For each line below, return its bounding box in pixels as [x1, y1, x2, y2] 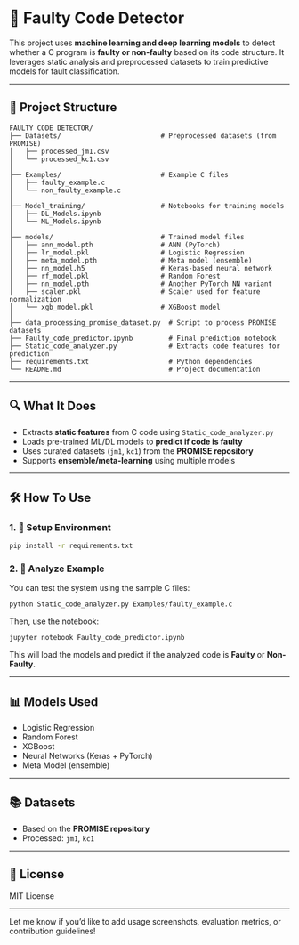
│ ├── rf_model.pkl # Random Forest [9, 271, 221, 280]
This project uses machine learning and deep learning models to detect [9, 37, 276, 48]
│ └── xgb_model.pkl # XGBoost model [9, 303, 221, 311]
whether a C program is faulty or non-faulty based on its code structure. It [9, 46, 285, 57]
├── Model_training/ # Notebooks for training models [9, 201, 285, 210]
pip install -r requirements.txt [9, 542, 133, 551]
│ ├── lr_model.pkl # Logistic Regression [9, 248, 245, 257]
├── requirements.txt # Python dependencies [9, 357, 253, 366]
